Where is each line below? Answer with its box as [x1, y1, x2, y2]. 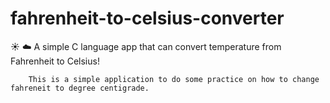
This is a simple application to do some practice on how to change [28, 74, 320, 84]
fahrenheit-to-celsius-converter [10, 7, 285, 30]
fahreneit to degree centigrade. [10, 83, 150, 93]
